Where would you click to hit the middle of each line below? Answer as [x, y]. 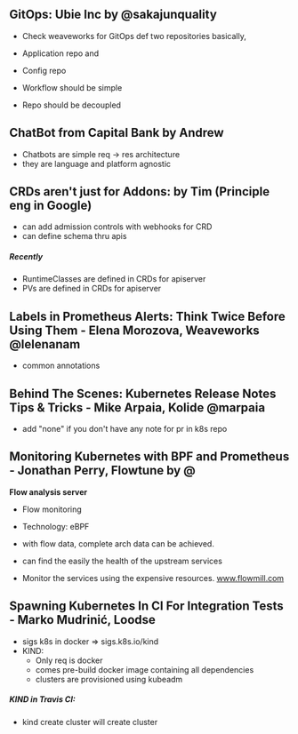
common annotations [61, 366]
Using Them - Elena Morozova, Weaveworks [134, 330]
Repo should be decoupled [72, 105]
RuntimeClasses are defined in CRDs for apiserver [114, 279]
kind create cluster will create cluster [90, 722]
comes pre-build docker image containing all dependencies [145, 669]
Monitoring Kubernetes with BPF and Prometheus [149, 457]
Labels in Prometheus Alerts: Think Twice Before [148, 316]
